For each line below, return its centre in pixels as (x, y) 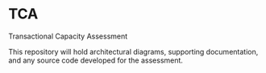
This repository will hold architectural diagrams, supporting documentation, (133, 51)
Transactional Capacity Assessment (68, 36)
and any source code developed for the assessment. (96, 60)
